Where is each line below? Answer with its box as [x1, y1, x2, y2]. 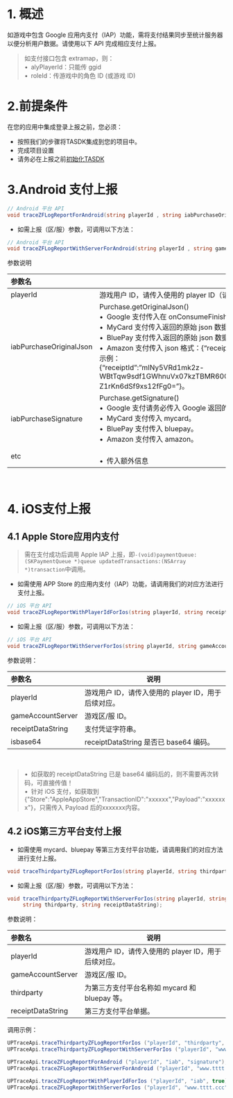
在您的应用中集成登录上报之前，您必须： [7, 122, 123, 131]
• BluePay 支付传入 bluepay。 [99, 424, 198, 434]
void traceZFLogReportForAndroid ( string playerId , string [7, 211, 182, 219]
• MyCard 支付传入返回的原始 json [99, 322, 213, 332]
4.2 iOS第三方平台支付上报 [7, 826, 122, 838]
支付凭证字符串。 [84, 724, 141, 733]
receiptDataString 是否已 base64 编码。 [84, 737, 215, 747]
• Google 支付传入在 [99, 312, 167, 322]
